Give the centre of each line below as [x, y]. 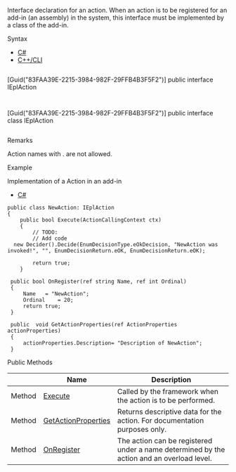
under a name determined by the [171, 449]
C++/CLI [30, 60]
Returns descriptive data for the [169, 412]
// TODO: [45, 232]
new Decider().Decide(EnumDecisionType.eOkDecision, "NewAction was [116, 245]
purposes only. [142, 429]
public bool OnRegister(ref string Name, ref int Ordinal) [99, 281]
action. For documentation [160, 420]
